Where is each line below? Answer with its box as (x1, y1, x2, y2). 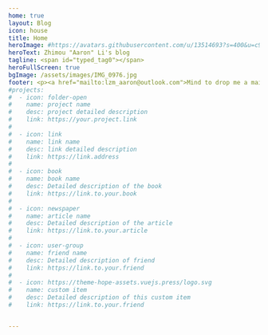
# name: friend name (8, 249, 88, 257)
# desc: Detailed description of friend (8, 256, 156, 264)
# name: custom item (8, 286, 88, 294)
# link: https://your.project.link (8, 116, 137, 124)
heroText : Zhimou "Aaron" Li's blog (8, 49, 130, 57)
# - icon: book (8, 167, 62, 175)
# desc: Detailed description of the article (8, 219, 173, 227)
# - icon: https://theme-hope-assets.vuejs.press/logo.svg (8, 278, 213, 287)
